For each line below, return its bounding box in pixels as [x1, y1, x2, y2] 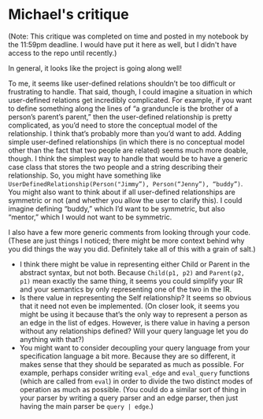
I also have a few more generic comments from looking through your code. [8, 227, 250, 237]
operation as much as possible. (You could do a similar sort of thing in [19, 384, 246, 394]
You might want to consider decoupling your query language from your [19, 343, 250, 352]
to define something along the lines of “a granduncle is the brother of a [8, 104, 239, 113]
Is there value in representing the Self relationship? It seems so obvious [19, 292, 252, 302]
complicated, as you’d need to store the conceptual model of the [8, 120, 218, 130]
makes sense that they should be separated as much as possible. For [19, 359, 244, 369]
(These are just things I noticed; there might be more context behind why [8, 236, 245, 245]
